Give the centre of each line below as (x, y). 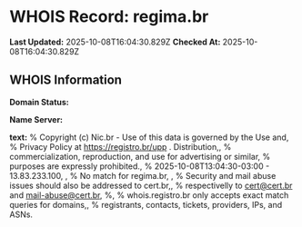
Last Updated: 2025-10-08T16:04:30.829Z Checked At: (115, 42)
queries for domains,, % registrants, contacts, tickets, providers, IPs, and (146, 204)
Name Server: (36, 119)
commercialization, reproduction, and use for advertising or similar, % (140, 156)
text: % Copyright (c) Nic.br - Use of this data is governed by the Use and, (149, 137)
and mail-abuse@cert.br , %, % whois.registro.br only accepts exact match (149, 195)
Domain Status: (40, 102)
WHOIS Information (66, 80)
